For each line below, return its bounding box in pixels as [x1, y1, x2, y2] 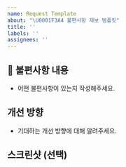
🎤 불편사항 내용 [7, 64, 69, 76]
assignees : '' [7, 36, 49, 44]
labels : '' [7, 29, 39, 37]
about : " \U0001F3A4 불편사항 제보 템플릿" [7, 17, 120, 24]
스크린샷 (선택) [7, 149, 68, 161]
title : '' [7, 23, 36, 30]
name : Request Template [7, 10, 77, 18]
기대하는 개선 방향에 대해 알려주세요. [17, 126, 117, 135]
